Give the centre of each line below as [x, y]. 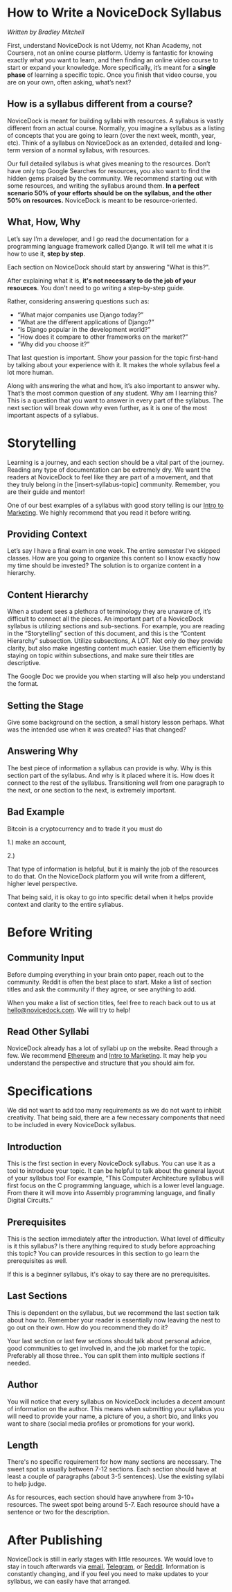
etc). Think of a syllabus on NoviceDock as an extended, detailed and [106, 143]
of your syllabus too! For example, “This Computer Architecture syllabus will [115, 1178]
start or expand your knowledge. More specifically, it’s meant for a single [111, 67]
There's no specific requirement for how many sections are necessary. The [114, 1462]
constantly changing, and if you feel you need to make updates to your [108, 1574]
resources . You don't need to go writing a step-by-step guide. [96, 288]
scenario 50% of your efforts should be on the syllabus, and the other [110, 193]
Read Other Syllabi [48, 1031]
